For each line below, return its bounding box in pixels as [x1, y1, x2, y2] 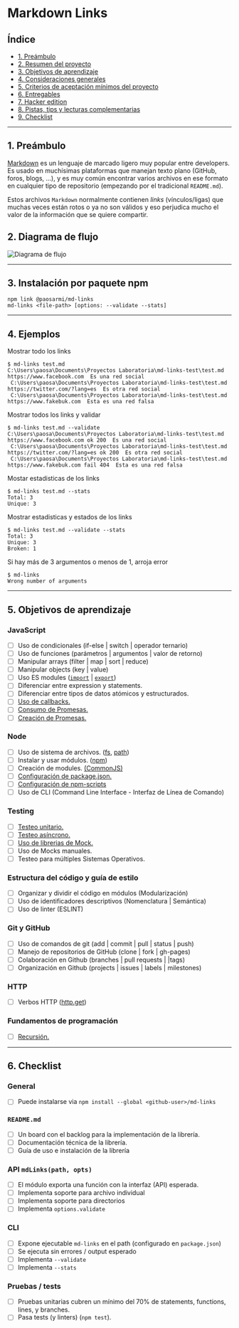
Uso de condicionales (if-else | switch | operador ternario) [17, 641, 188, 649]
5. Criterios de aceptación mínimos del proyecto [17, 83, 159, 90]
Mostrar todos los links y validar [7, 410, 101, 419]
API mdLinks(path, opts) [7, 1164, 92, 1174]
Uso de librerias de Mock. [17, 838, 94, 847]
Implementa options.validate [17, 1204, 105, 1213]
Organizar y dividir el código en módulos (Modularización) [17, 889, 188, 898]
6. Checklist [7, 1060, 62, 1072]
